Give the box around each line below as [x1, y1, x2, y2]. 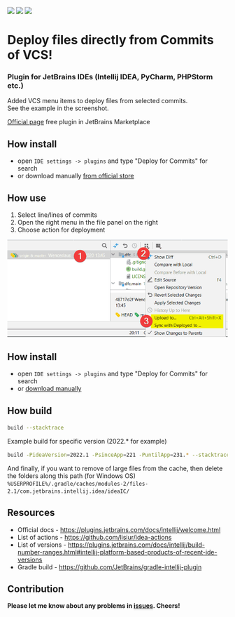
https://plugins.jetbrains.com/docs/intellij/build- [67, 540, 205, 549]
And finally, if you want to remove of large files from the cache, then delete [7, 464, 223, 472]
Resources [7, 507, 55, 519]
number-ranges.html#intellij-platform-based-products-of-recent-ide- [17, 548, 218, 556]
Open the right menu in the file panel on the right [17, 218, 159, 227]
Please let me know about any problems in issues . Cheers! [7, 602, 180, 610]
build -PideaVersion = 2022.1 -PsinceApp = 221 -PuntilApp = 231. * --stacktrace [7, 451, 230, 458]
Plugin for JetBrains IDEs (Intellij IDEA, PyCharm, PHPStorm [7, 72, 213, 82]
